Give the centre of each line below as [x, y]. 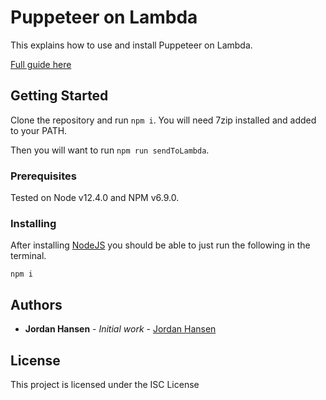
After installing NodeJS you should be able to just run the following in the [160, 245]
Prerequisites [43, 176]
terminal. [28, 256]
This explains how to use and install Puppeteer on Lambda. [131, 45]
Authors [36, 304]
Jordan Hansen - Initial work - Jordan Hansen [120, 329]
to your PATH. [39, 130]
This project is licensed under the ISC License [105, 384]
